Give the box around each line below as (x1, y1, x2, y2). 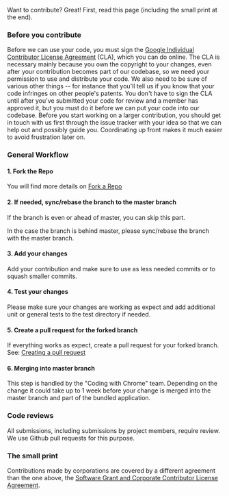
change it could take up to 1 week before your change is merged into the (7, 386, 211, 395)
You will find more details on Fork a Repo (7, 182, 122, 190)
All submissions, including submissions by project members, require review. (7, 426, 220, 434)
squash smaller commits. (7, 272, 77, 280)
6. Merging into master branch (7, 364, 96, 372)
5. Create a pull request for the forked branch (7, 325, 138, 334)
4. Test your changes (7, 288, 68, 296)
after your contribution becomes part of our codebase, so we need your (7, 68, 210, 76)
